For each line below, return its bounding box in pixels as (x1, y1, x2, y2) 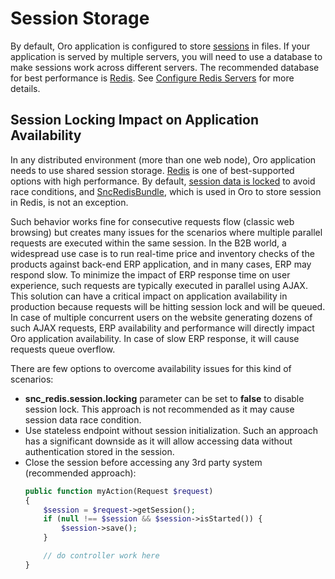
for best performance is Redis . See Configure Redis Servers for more (10, 72, 295, 84)
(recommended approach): (24, 467, 137, 479)
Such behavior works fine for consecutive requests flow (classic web (10, 215, 295, 227)
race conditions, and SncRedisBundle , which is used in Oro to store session (10, 185, 322, 197)
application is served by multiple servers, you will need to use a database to (10, 50, 323, 62)
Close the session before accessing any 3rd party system (24, 456, 263, 468)
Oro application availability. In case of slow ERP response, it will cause (10, 332, 300, 344)
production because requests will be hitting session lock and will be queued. (10, 300, 326, 312)
